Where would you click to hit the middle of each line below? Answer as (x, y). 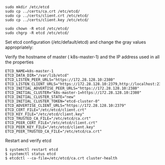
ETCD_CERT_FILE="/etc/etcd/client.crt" (46, 110)
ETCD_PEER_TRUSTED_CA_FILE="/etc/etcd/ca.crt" (54, 132)
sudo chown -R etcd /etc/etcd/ (37, 29)
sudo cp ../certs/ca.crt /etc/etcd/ (42, 11)
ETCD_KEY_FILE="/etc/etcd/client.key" (45, 114)
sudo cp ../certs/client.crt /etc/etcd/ (47, 16)
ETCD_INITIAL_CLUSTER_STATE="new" (41, 97)
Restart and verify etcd (28, 141)
